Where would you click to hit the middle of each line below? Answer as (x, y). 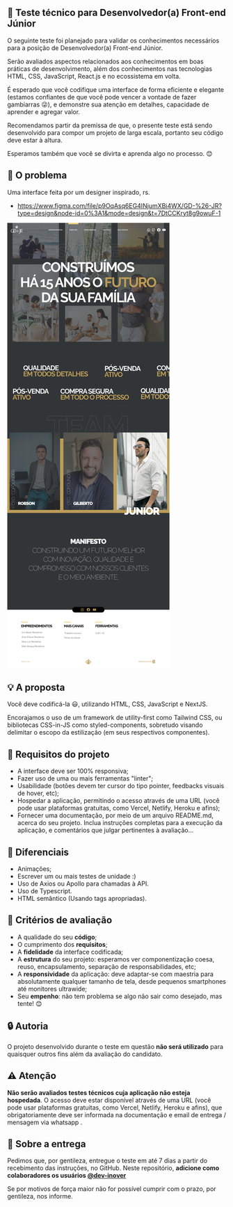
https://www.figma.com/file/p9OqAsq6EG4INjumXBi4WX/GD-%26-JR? (120, 205)
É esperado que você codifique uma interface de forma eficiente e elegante (116, 89)
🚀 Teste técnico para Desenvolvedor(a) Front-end (116, 13)
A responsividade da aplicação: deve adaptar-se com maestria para (115, 974)
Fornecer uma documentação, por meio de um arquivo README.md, (115, 815)
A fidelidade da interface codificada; (70, 952)
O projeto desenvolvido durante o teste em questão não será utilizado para (115, 1046)
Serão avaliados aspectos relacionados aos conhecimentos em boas (105, 61)
